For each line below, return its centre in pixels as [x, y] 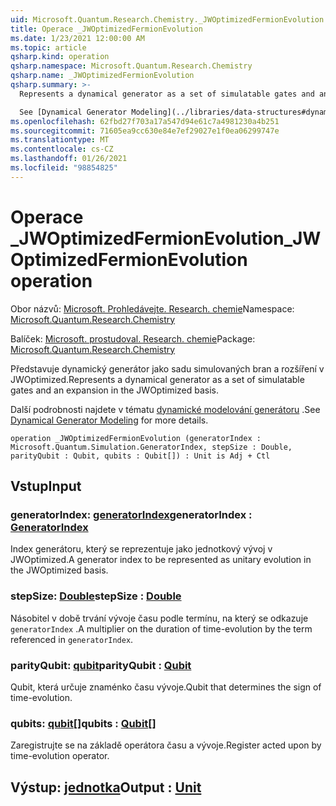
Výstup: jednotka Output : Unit [106, 787]
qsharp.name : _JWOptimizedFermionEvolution [102, 76]
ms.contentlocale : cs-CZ [62, 149]
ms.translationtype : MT [60, 140]
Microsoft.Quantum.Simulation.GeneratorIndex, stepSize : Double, [151, 447]
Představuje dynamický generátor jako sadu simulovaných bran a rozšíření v [167, 368]
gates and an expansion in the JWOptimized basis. [115, 390]
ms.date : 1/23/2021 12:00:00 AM [77, 38]
